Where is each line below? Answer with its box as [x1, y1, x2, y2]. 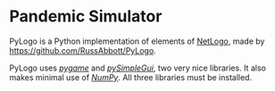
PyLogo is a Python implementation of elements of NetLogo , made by [9, 36, 265, 46]
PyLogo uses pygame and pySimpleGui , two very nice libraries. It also [9, 62, 266, 73]
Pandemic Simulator [9, 6, 162, 27]
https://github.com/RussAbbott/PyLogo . [9, 45, 156, 55]
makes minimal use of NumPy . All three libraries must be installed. [9, 71, 253, 82]
